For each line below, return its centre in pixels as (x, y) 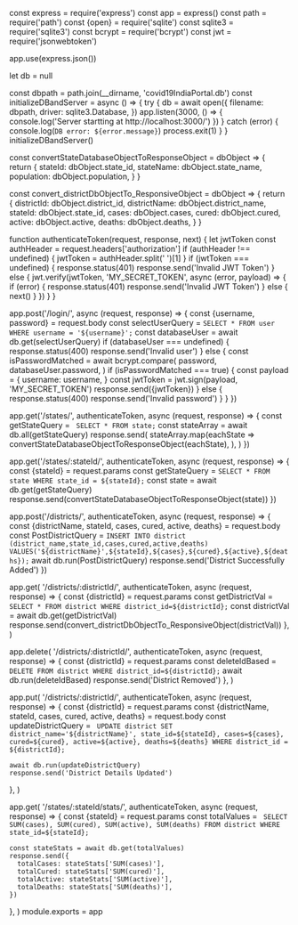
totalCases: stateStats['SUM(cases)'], (91, 864)
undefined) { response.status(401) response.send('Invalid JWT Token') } (142, 268)
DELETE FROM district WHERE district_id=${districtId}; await (126, 670)
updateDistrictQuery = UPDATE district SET (91, 726)
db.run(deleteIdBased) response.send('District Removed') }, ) (121, 680)
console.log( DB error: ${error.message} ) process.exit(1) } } (119, 131)
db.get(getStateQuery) (51, 490)
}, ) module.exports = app (56, 911)
